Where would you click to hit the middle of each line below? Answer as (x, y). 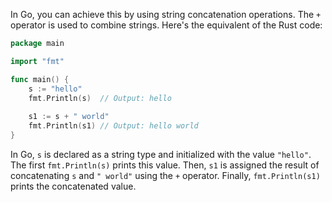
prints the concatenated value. (73, 186)
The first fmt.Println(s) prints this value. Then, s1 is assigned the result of (165, 165)
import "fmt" (37, 61)
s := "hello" (55, 89)
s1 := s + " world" (69, 117)
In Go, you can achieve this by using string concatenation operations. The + (166, 14)
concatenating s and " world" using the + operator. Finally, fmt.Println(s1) (165, 175)
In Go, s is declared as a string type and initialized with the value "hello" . (161, 154)
